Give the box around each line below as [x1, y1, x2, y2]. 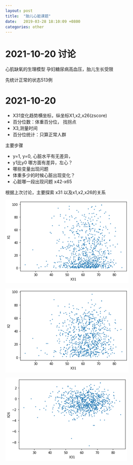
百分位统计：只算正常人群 [12, 132, 66, 138]
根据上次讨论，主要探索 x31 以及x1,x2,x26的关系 [5, 190, 106, 196]
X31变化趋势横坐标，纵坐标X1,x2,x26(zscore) [12, 112, 108, 119]
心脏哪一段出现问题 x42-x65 [12, 178, 72, 185]
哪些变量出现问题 [12, 166, 49, 172]
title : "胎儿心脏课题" [5, 13, 51, 19]
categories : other [5, 24, 44, 29]
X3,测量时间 [12, 125, 38, 132]
